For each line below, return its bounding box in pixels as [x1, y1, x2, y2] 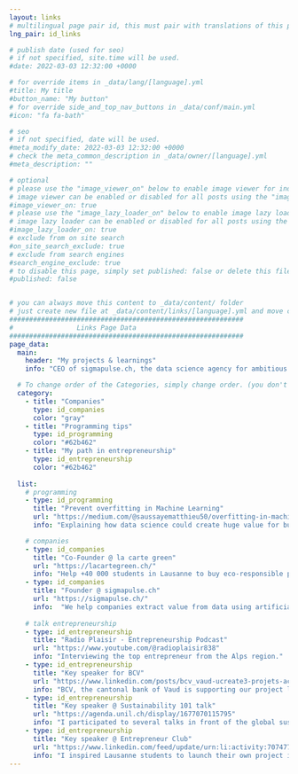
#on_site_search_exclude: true [9, 241, 125, 251]
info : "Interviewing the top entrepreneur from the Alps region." [32, 653, 284, 661]
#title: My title [9, 86, 74, 95]
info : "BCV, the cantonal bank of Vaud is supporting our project [32, 684, 284, 694]
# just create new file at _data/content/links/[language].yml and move [9, 307, 284, 316]
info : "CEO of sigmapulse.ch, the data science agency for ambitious [25, 364, 288, 373]
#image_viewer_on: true [9, 200, 98, 209]
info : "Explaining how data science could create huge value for [32, 520, 279, 529]
